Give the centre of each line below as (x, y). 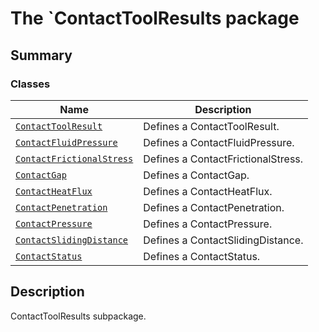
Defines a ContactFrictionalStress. (223, 159)
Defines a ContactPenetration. (214, 207)
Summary (41, 55)
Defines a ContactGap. (196, 175)
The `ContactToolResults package (155, 18)
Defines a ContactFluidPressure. (219, 142)
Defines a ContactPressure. (208, 224)
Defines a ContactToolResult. (211, 126)
